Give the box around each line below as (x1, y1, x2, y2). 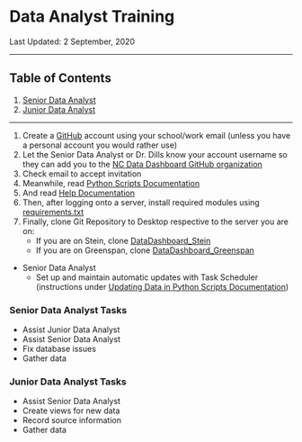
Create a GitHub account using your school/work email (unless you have (22, 130, 291, 140)
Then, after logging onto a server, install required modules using (22, 196, 261, 208)
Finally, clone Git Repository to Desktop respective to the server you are (22, 216, 289, 227)
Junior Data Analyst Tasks (9, 375, 128, 388)
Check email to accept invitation (22, 168, 142, 179)
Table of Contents (9, 70, 112, 86)
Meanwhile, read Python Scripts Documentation (22, 177, 200, 188)
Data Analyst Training (9, 6, 175, 27)
